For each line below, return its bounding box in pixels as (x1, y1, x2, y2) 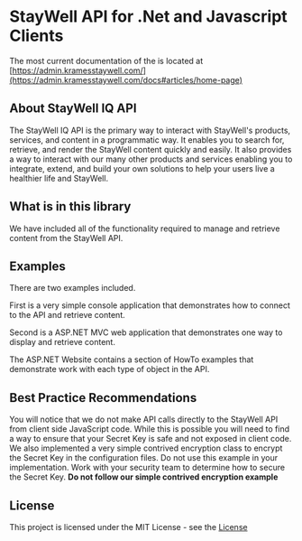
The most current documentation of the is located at (9, 55, 204, 66)
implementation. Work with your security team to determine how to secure (9, 462, 286, 473)
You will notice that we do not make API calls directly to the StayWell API (9, 414, 279, 425)
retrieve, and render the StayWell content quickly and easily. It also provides (9, 144, 292, 154)
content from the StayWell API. (9, 232, 124, 243)
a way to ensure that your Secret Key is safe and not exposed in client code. (9, 434, 292, 444)
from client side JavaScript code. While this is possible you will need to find (9, 424, 290, 434)
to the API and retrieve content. (9, 310, 125, 321)
